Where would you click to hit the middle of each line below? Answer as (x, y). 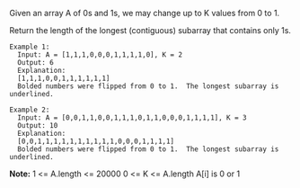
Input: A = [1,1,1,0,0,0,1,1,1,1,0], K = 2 (100, 55)
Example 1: (30, 47)
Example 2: (30, 110)
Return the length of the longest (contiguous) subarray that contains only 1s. (150, 30)
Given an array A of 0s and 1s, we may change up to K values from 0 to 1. (145, 13)
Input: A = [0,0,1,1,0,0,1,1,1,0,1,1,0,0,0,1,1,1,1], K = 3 (132, 118)
